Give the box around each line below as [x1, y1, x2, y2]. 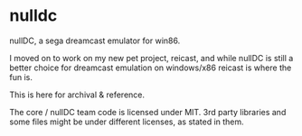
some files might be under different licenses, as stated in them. [9, 116, 244, 127]
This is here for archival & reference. [9, 89, 146, 100]
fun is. [9, 71, 33, 82]
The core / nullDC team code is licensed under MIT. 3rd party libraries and [9, 106, 287, 117]
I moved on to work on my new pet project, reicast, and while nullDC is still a [9, 52, 294, 63]
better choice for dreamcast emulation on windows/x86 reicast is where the [9, 62, 292, 73]
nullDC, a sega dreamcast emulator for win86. [9, 35, 181, 46]
